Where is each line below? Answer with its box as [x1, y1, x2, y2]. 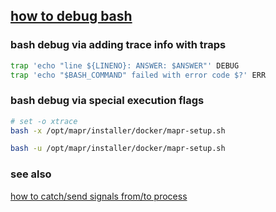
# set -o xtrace [10, 116, 78, 126]
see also [10, 167, 52, 181]
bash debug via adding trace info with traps [10, 38, 227, 52]
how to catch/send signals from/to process [10, 190, 188, 202]
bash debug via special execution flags [10, 94, 205, 108]
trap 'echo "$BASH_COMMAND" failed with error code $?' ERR [10, 70, 267, 80]
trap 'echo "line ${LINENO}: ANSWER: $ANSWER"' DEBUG [10, 60, 240, 71]
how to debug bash [10, 8, 133, 25]
